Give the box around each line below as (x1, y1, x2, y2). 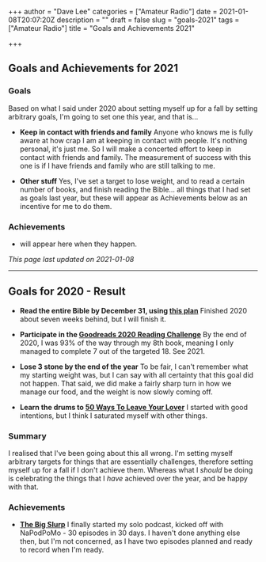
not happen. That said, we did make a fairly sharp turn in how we (19, 378, 232, 388)
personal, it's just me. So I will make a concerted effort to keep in (19, 144, 232, 154)
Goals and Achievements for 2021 (8, 62, 179, 75)
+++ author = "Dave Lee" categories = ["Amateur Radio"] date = (8, 7, 218, 16)
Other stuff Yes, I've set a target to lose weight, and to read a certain (19, 176, 245, 185)
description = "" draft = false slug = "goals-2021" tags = (56, 15, 240, 25)
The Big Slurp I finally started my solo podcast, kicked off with (19, 520, 224, 530)
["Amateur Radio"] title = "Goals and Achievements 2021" (8, 24, 196, 32)
